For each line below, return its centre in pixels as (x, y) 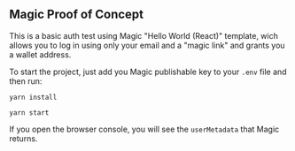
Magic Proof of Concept (77, 15)
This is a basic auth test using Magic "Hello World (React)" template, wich (144, 35)
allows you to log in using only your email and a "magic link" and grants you (147, 45)
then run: (26, 81)
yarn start (29, 113)
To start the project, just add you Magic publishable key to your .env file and (148, 72)
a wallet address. (40, 54)
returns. (23, 138)
